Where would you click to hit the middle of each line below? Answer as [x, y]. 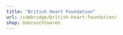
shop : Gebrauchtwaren [33, 23]
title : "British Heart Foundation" [51, 12]
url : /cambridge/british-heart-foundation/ [62, 17]
